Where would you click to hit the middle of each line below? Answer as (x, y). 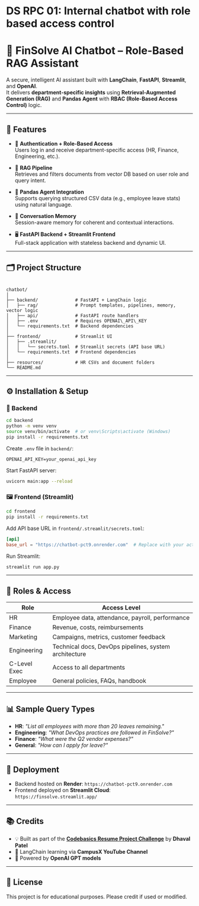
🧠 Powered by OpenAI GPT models (58, 858)
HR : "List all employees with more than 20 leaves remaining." (89, 727)
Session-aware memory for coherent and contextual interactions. (94, 222)
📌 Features (26, 129)
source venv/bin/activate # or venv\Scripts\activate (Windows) (88, 432)
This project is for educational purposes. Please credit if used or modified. (97, 896)
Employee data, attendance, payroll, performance (121, 618)
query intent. (30, 180)
